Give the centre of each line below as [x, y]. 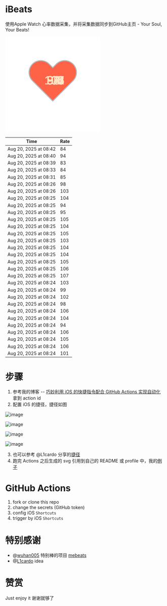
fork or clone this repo [36, 502]
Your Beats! [17, 29]
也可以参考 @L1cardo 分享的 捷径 [46, 454]
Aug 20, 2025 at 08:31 [32, 177]
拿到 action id [27, 398]
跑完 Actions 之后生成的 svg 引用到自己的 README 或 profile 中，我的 [85, 461]
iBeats [19, 9]
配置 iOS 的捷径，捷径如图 [40, 405]
